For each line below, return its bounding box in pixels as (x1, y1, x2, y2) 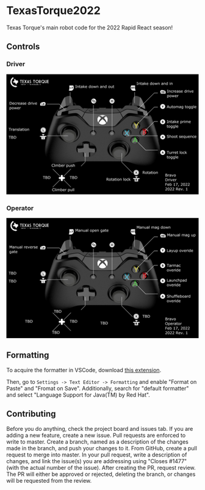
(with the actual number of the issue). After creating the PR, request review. (6, 464, 196, 471)
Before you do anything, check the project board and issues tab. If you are (6, 425, 193, 432)
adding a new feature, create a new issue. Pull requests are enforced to (6, 431, 186, 439)
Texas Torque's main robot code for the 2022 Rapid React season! (6, 24, 173, 31)
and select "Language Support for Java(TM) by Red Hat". (6, 391, 151, 398)
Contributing (6, 409, 56, 419)
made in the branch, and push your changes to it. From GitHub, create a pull (6, 444, 197, 452)
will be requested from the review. (6, 477, 92, 484)
